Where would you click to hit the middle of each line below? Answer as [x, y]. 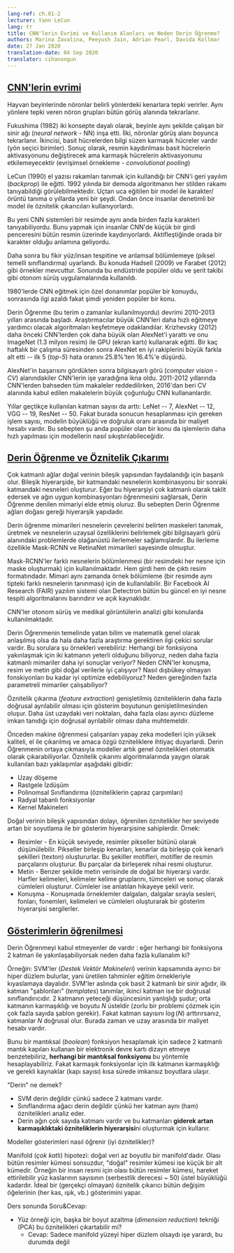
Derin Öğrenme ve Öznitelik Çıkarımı [88, 458]
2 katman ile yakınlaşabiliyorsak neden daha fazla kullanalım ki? [98, 955]
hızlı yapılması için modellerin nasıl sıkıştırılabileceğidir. [86, 436]
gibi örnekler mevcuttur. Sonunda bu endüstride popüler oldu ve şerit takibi [115, 270]
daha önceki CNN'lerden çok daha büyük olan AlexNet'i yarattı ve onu [108, 334]
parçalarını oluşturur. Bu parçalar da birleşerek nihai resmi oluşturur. [115, 864]
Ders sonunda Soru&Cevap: [47, 1206]
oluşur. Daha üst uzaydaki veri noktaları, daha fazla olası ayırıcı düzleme [111, 714]
